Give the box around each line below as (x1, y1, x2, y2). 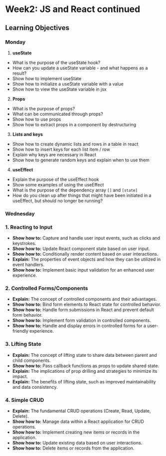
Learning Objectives (5, 24, 70, 32)
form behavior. (12, 312, 43, 318)
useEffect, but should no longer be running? (12, 197, 103, 203)
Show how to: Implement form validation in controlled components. (12, 317, 151, 324)
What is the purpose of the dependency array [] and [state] (12, 187, 138, 193)
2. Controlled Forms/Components (5, 285, 88, 292)
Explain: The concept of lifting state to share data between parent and (12, 352, 157, 358)
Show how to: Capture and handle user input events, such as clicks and (12, 235, 161, 241)
